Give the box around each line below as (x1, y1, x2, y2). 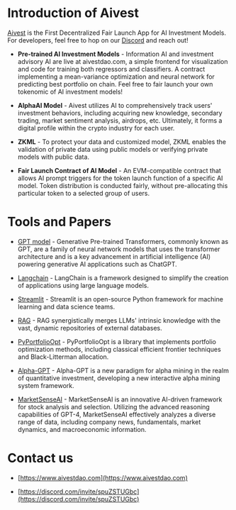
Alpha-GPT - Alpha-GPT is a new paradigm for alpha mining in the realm (17, 366, 229, 375)
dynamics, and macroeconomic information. (17, 425, 147, 433)
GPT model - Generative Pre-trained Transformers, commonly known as (17, 237, 229, 245)
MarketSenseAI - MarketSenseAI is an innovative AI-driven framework (17, 395, 223, 404)
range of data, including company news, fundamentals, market (17, 417, 201, 426)
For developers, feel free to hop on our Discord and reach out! (7, 35, 189, 44)
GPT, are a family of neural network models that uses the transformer (17, 245, 221, 253)
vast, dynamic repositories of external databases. (17, 323, 163, 332)
